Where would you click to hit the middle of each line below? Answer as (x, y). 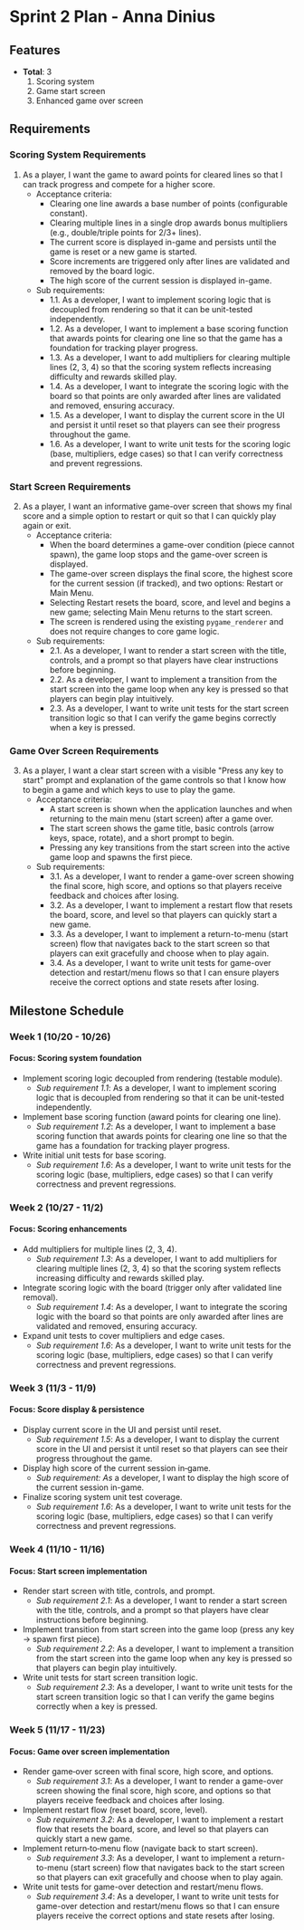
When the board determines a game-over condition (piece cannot (172, 544)
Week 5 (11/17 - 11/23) (57, 1730)
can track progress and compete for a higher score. (119, 184)
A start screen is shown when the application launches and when (171, 809)
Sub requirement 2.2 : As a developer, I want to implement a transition (165, 1648)
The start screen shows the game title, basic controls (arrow (161, 828)
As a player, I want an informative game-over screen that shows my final (157, 506)
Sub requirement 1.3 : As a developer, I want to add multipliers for (157, 1258)
